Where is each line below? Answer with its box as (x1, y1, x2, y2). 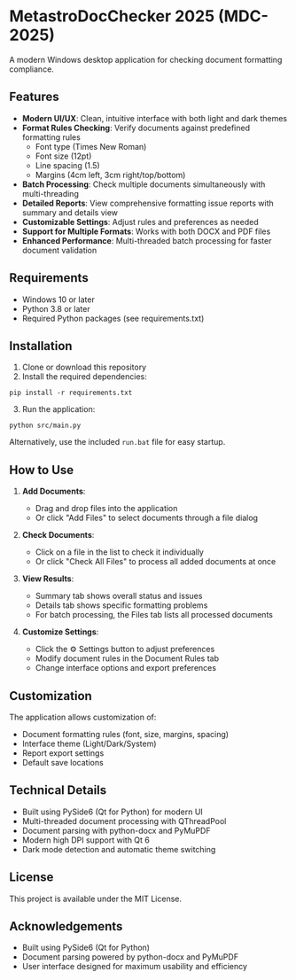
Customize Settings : (21, 626, 99, 637)
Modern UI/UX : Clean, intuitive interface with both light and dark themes (21, 113, 288, 123)
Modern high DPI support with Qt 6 (21, 835, 151, 845)
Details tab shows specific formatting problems (35, 600, 208, 611)
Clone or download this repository (21, 362, 147, 373)
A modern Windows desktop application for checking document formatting (9, 54, 283, 65)
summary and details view (21, 206, 118, 218)
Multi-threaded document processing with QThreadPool (21, 815, 227, 826)
